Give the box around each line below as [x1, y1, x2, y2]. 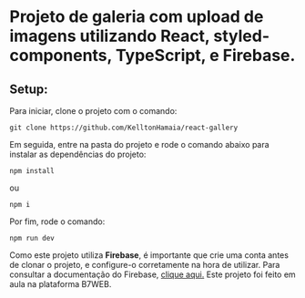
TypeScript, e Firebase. [115, 46, 296, 66]
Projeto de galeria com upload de [9, 6, 264, 27]
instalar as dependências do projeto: [9, 149, 147, 159]
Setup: [9, 81, 48, 97]
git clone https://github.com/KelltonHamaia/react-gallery [9, 123, 239, 132]
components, [9, 46, 112, 66]
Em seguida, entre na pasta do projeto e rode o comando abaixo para [9, 139, 270, 149]
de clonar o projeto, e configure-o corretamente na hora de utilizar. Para [9, 260, 280, 270]
